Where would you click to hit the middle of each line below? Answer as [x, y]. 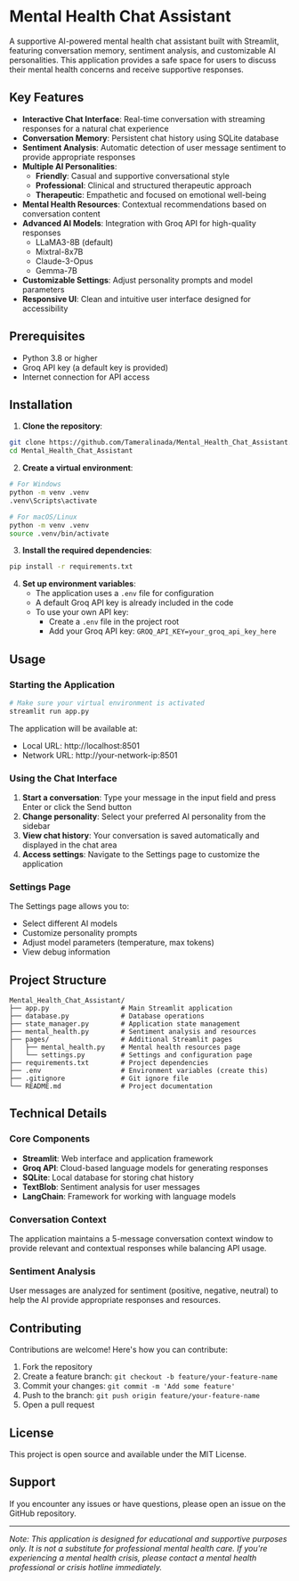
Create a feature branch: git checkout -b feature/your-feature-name [150, 1376]
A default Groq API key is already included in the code [134, 602]
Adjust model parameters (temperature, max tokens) [118, 943]
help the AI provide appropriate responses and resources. [115, 1300]
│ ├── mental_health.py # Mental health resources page [125, 1048]
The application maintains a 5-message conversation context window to [141, 1239]
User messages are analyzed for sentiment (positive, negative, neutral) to [144, 1290]
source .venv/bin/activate [59, 533]
